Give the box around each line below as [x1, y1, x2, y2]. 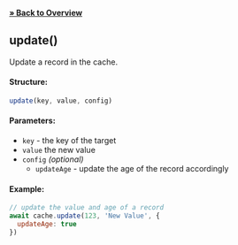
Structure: [9, 77, 49, 88]
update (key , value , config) [9, 96, 113, 105]
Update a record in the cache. [9, 57, 118, 67]
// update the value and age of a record [9, 203, 165, 212]
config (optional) [21, 154, 84, 165]
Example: [9, 183, 45, 194]
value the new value [21, 145, 96, 156]
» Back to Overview [9, 8, 82, 18]
